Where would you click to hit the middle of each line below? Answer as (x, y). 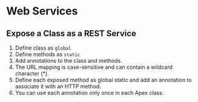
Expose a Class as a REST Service (71, 33)
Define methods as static (48, 54)
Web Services (42, 11)
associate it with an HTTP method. (58, 86)
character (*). (32, 73)
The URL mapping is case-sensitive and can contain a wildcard (94, 67)
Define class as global (43, 48)
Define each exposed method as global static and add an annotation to (103, 80)
